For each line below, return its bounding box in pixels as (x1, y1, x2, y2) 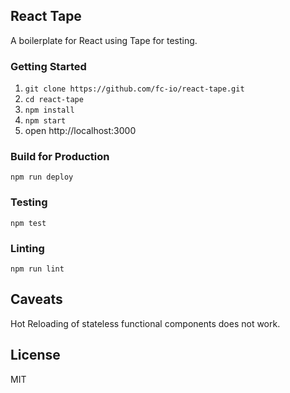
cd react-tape (24, 95, 84, 105)
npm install (24, 105, 75, 116)
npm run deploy (10, 172, 74, 183)
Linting (10, 241, 45, 255)
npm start (24, 116, 67, 126)
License (10, 347, 61, 364)
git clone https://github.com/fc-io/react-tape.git (24, 84, 245, 94)
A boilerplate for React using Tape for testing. (10, 34, 198, 46)
